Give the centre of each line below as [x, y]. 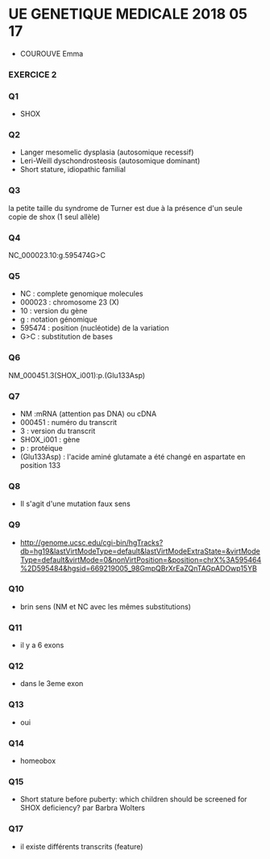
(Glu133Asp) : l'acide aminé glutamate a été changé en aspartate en [133, 457]
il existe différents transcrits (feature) [81, 846]
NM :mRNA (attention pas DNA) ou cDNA [88, 414]
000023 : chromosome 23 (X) [69, 302]
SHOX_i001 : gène [50, 439]
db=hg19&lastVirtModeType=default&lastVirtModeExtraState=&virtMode [140, 551]
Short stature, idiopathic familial [73, 170]
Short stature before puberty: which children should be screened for [133, 799]
